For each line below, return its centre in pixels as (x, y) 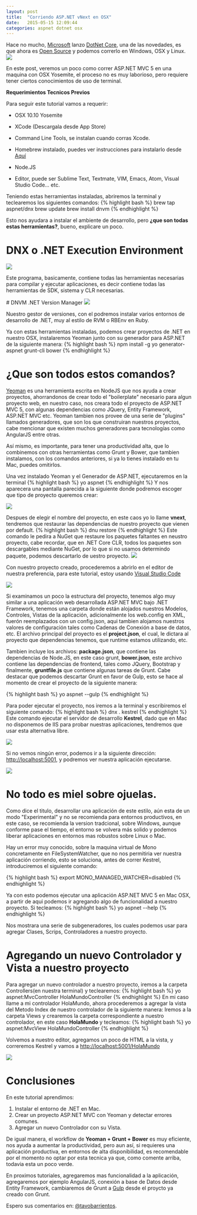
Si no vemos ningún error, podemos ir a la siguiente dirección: (81, 754)
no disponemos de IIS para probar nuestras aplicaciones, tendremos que (94, 725)
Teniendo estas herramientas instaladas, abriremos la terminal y (84, 197)
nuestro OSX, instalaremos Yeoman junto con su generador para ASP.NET (96, 338)
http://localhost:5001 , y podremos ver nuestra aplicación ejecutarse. (89, 759)
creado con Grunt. (28, 1194)
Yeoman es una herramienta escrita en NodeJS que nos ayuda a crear (91, 391)
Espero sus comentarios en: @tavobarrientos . (61, 1206)
